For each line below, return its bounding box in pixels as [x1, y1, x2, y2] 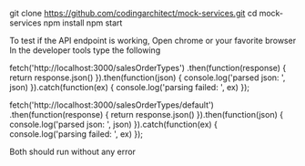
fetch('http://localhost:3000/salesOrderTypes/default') [9, 99, 214, 110]
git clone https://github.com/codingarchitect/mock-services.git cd [9, 8, 258, 18]
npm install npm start [43, 17, 123, 28]
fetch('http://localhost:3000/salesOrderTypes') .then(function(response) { [9, 63, 287, 73]
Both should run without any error [9, 146, 137, 157]
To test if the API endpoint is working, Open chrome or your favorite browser [9, 36, 297, 46]
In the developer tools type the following [9, 45, 161, 56]
